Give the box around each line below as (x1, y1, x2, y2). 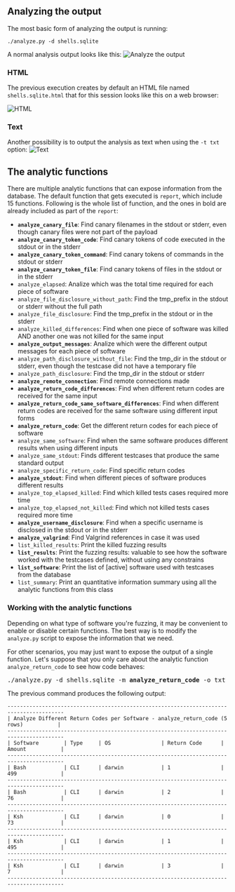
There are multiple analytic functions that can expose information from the (7, 184, 222, 193)
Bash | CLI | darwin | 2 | (13, 788, 224, 795)
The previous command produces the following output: (7, 689, 166, 697)
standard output (17, 459, 65, 467)
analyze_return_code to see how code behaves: (7, 662, 145, 670)
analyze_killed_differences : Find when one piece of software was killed (17, 325, 229, 333)
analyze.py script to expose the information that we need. (7, 634, 174, 642)
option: (7, 145, 28, 154)
